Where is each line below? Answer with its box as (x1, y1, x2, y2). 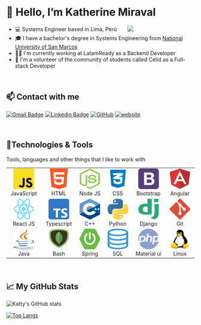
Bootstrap (136, 190, 161, 197)
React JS (13, 220, 35, 227)
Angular (170, 190, 190, 197)
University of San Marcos (14, 43, 78, 50)
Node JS (79, 190, 100, 197)
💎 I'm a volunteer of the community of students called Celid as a (14, 56, 173, 63)
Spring (81, 250, 99, 257)
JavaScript (10, 190, 37, 197)
